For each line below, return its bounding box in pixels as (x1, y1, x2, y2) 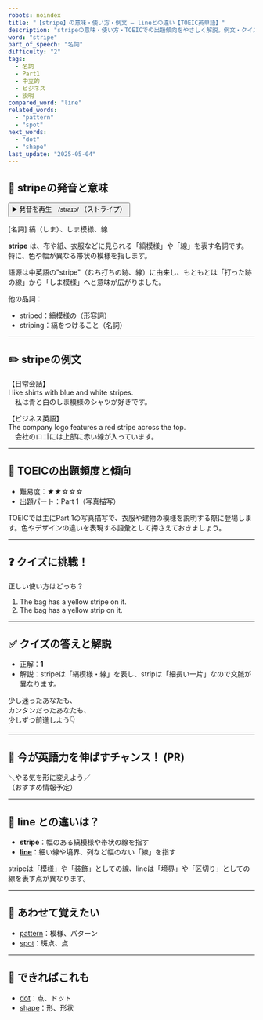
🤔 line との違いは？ (8, 815, 100, 829)
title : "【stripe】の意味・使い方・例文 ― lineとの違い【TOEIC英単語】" (8, 19, 225, 27)
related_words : (8, 107, 58, 115)
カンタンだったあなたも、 (8, 705, 91, 715)
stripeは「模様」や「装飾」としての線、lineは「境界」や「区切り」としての (8, 864, 250, 873)
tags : (8, 56, 26, 64)
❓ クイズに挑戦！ (8, 556, 88, 569)
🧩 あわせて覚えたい (8, 906, 100, 920)
